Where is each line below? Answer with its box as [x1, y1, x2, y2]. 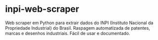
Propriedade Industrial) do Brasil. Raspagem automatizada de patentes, [5, 25, 151, 31]
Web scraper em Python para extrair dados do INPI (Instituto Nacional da [5, 20, 154, 26]
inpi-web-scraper [5, 3, 79, 15]
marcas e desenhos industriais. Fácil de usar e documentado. [5, 30, 130, 36]
